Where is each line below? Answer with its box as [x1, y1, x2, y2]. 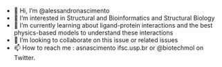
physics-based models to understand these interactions [13, 28, 174, 37]
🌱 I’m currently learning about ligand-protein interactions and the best [13, 21, 213, 29]
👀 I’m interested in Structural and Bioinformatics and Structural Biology [13, 14, 215, 22]
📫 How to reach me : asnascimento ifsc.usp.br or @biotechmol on [13, 44, 204, 52]
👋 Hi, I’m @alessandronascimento [13, 7, 110, 15]
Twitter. [13, 54, 36, 61]
